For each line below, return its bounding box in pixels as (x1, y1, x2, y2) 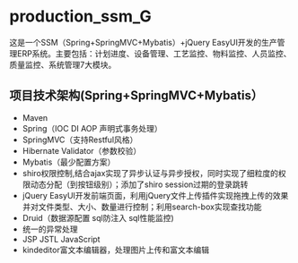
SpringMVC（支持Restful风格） (22, 134, 138, 145)
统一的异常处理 (22, 224, 78, 234)
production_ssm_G (9, 6, 153, 27)
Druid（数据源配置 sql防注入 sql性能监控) (22, 212, 175, 223)
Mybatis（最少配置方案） (22, 157, 116, 167)
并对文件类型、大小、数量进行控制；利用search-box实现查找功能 (22, 201, 262, 212)
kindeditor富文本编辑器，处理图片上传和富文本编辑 (22, 244, 209, 255)
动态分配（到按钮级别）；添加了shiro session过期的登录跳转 (30, 179, 249, 190)
